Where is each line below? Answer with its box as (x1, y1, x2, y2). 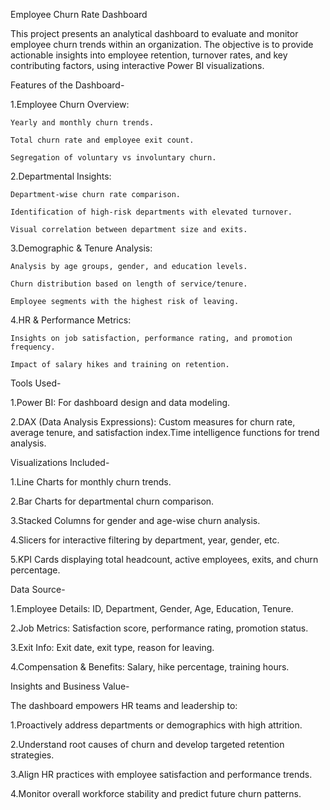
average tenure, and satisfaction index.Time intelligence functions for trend (10, 427, 320, 438)
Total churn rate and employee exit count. (10, 135, 195, 145)
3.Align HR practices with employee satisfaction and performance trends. (10, 769, 313, 780)
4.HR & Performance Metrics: (10, 314, 132, 326)
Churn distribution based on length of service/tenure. (10, 279, 248, 289)
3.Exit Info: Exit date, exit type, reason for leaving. (10, 642, 215, 653)
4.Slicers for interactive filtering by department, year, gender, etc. (10, 534, 280, 546)
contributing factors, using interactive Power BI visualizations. (10, 60, 265, 71)
